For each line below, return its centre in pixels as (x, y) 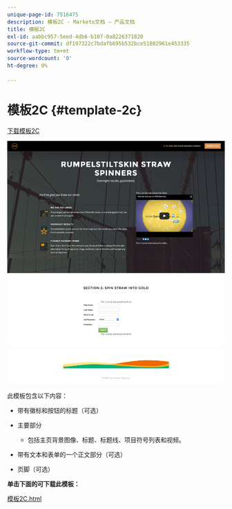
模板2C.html (25, 499)
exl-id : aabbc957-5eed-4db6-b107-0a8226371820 (75, 37)
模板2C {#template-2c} (75, 110)
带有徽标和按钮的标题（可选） (59, 410)
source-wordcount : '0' (40, 59)
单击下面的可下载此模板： (43, 483)
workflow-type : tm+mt (38, 51)
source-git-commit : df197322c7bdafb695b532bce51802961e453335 (98, 44)
